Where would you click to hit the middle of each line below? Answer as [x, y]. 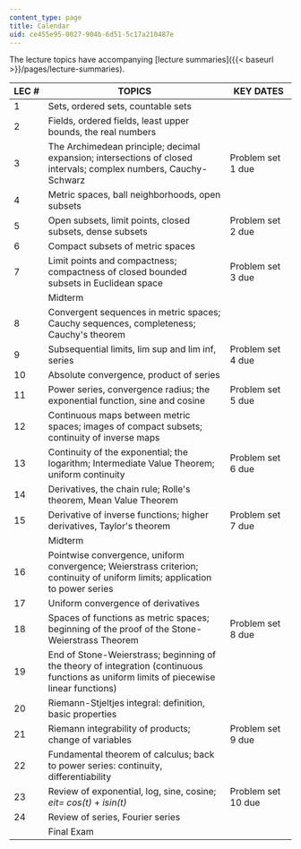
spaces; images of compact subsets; [125, 426]
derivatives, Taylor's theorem [109, 527]
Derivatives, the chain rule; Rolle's [119, 489]
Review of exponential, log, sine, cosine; [132, 792]
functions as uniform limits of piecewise [132, 677]
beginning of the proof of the [109, 630]
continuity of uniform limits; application [130, 578]
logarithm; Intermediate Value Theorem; [131, 464]
